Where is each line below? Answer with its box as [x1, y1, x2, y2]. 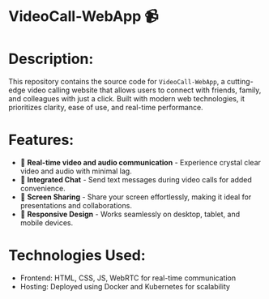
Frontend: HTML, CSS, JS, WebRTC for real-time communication [19, 273, 237, 283]
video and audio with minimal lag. [19, 166, 132, 176]
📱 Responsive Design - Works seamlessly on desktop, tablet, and [19, 209, 241, 220]
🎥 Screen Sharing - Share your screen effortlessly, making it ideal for [19, 192, 252, 202]
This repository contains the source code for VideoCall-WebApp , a [8, 77, 225, 87]
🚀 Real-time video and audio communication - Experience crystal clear [19, 158, 262, 168]
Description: [8, 50, 94, 68]
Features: [8, 131, 75, 149]
